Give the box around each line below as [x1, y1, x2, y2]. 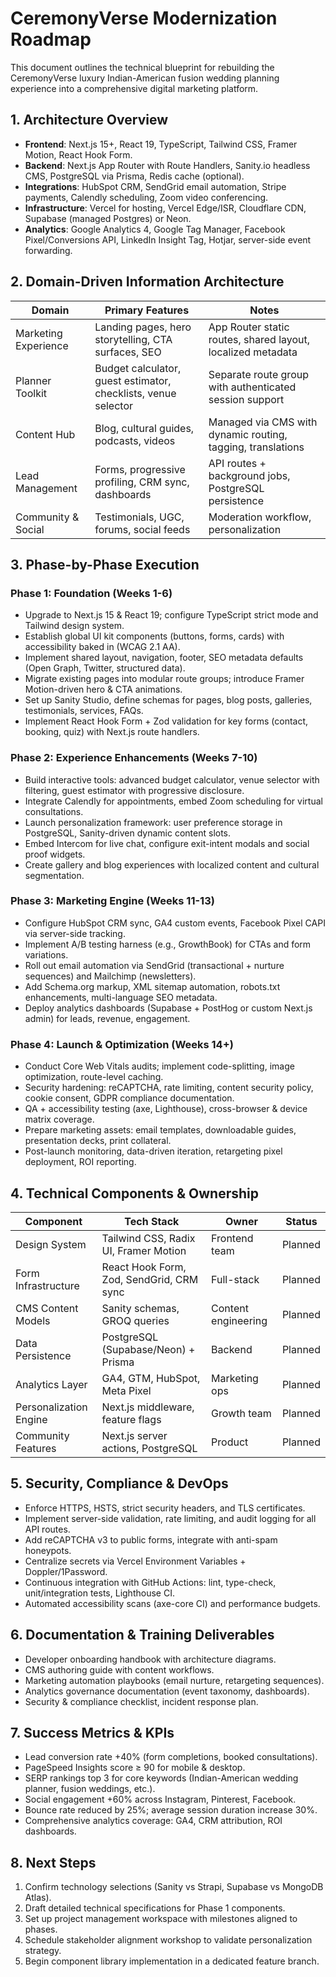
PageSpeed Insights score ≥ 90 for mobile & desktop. [24, 1762, 246, 1774]
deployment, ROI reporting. [24, 1156, 137, 1168]
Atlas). [24, 1892, 52, 1904]
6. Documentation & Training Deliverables [10, 1627, 275, 1644]
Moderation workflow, [208, 510, 312, 524]
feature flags [101, 1412, 162, 1426]
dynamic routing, [208, 427, 288, 441]
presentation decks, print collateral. [24, 1135, 172, 1147]
